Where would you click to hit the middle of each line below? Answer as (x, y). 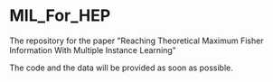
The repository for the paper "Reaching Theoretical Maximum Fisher (136, 41)
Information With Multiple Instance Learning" (93, 50)
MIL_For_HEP (60, 16)
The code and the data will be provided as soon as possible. (121, 68)
